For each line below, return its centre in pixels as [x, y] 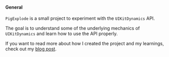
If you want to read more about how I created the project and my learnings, [85, 44]
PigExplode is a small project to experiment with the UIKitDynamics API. [80, 18]
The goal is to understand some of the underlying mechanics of [73, 28]
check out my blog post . [31, 49]
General [14, 7]
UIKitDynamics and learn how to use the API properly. [62, 34]
